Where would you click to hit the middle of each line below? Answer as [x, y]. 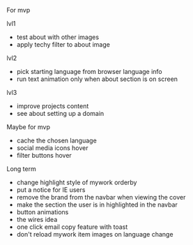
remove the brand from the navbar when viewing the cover [101, 197]
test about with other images [57, 37]
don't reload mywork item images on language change [95, 234]
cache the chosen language [56, 140]
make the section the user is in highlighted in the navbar [97, 205]
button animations [43, 212]
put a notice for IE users [51, 190]
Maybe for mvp [28, 127]
